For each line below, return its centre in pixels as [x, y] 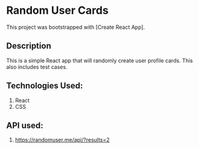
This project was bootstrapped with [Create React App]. [76, 27]
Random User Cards [57, 11]
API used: [25, 125]
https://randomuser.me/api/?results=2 [62, 140]
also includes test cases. [37, 67]
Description [29, 46]
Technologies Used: [45, 86]
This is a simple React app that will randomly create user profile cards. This [99, 60]
